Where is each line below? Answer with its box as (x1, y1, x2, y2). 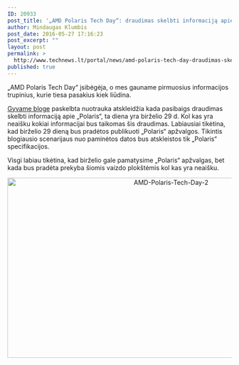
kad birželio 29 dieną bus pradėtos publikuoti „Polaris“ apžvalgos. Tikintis (7, 127, 223, 135)
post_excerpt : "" (7, 37, 59, 44)
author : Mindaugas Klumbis (7, 23, 87, 31)
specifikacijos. (7, 142, 50, 150)
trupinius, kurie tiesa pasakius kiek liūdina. (7, 90, 132, 99)
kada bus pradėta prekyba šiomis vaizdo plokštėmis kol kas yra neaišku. (7, 163, 219, 171)
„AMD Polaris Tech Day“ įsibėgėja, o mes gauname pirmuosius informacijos (7, 83, 229, 91)
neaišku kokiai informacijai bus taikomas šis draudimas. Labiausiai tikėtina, (7, 119, 225, 128)
